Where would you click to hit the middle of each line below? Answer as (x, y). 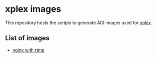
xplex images (33, 9)
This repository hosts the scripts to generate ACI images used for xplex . (79, 23)
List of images (27, 38)
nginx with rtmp (28, 50)
